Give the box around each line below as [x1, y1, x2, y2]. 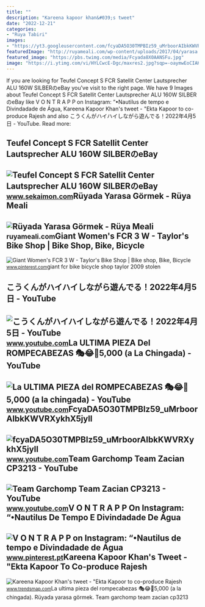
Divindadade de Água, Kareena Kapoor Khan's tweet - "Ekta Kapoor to [6, 105, 184, 112]
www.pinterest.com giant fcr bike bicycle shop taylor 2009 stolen [6, 263, 161, 270]
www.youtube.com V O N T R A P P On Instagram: [6, 503, 184, 513]
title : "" [6, 9, 32, 15]
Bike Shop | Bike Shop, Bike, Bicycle [6, 240, 145, 251]
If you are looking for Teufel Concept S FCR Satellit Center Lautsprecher [6, 77, 187, 84]
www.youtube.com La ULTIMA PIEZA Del [6, 337, 151, 348]
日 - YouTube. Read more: [6, 120, 71, 127]
